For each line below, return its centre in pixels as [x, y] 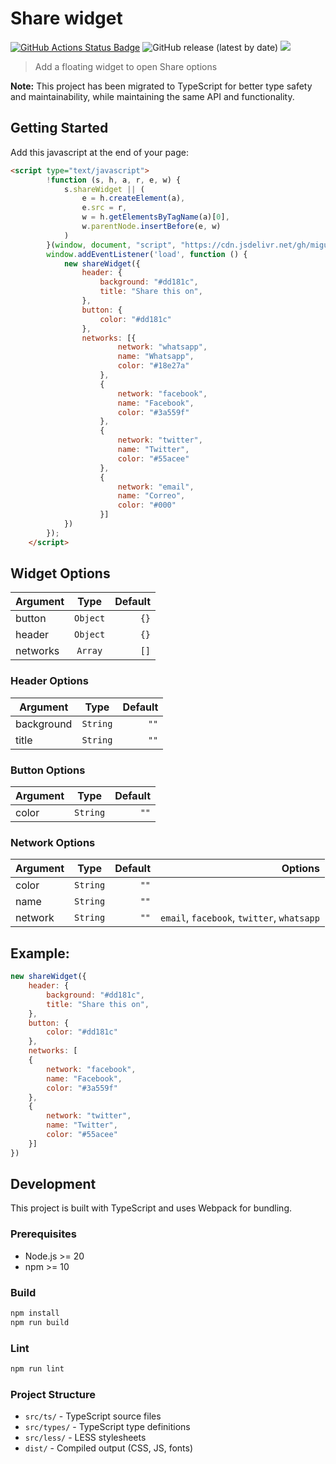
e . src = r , [104, 208]
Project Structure [53, 1394]
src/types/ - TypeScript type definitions [107, 1427]
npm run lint [37, 1369]
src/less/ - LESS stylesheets [85, 1438]
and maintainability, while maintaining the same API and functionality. [152, 96]
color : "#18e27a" [153, 366]
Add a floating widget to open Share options [126, 66]
